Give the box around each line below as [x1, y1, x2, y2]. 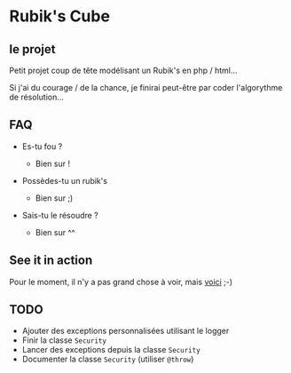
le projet [9, 42, 56, 57]
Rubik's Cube [9, 6, 111, 27]
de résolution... [9, 91, 65, 102]
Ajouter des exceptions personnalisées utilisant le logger [21, 326, 230, 337]
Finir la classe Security [21, 335, 106, 345]
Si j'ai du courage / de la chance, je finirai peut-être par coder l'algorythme [9, 83, 283, 92]
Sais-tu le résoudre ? [21, 210, 99, 220]
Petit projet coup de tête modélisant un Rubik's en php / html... [9, 65, 238, 75]
